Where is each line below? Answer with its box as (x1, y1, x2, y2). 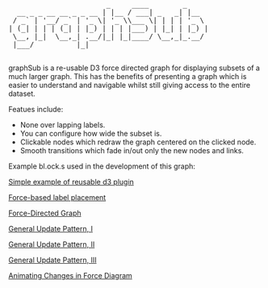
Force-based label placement (8, 193, 107, 202)
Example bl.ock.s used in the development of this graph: (8, 161, 196, 171)
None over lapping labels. (19, 120, 106, 129)
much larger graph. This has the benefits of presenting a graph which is (8, 72, 247, 81)
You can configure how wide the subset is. (19, 129, 162, 138)
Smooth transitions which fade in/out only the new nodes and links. (19, 146, 245, 155)
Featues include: (8, 105, 64, 114)
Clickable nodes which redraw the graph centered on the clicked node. (19, 137, 257, 147)
